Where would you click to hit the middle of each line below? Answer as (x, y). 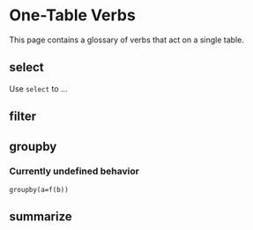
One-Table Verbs (73, 15)
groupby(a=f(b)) (39, 189)
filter (23, 117)
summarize (41, 217)
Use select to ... (38, 88)
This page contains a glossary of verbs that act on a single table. (127, 40)
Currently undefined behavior (74, 171)
